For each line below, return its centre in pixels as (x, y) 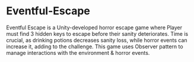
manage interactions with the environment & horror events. (78, 52)
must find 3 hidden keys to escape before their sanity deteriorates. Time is (97, 33)
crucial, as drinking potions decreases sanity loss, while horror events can (97, 40)
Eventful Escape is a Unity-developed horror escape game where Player (94, 27)
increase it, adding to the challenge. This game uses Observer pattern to (95, 46)
